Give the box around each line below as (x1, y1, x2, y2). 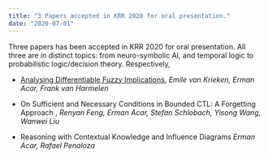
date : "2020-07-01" (8, 19, 75, 28)
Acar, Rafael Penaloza (19, 140, 96, 150)
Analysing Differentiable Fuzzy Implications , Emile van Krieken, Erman (19, 75, 255, 84)
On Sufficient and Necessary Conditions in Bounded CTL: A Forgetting (19, 99, 256, 109)
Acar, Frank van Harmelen (19, 83, 109, 93)
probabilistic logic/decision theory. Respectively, (8, 58, 171, 69)
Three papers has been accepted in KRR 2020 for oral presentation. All (8, 41, 246, 51)
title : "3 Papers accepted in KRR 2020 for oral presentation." (8, 11, 231, 20)
